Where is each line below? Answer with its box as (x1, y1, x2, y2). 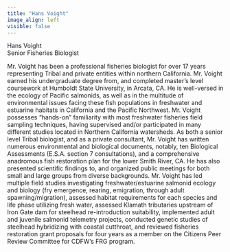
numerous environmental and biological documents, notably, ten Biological (7, 142, 218, 151)
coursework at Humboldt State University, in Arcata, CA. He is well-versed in (7, 84, 224, 93)
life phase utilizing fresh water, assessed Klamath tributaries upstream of (7, 201, 214, 209)
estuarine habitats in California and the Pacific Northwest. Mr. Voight (7, 106, 201, 114)
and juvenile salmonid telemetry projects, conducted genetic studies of (7, 216, 208, 224)
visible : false (7, 23, 51, 30)
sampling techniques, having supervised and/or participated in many (7, 121, 201, 129)
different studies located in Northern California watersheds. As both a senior (7, 128, 223, 136)
